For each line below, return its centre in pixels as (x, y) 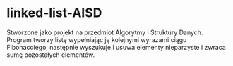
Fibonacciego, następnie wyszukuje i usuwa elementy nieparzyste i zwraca (116, 47)
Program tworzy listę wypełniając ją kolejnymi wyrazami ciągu (97, 39)
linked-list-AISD (54, 13)
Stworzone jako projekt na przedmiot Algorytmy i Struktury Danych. (105, 32)
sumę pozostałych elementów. (51, 55)
